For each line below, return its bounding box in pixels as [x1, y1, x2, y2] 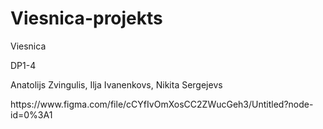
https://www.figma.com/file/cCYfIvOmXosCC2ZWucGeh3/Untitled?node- [10, 98, 314, 110]
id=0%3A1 [10, 108, 53, 121]
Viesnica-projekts [10, 7, 163, 30]
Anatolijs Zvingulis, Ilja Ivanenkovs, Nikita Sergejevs [10, 78, 223, 91]
